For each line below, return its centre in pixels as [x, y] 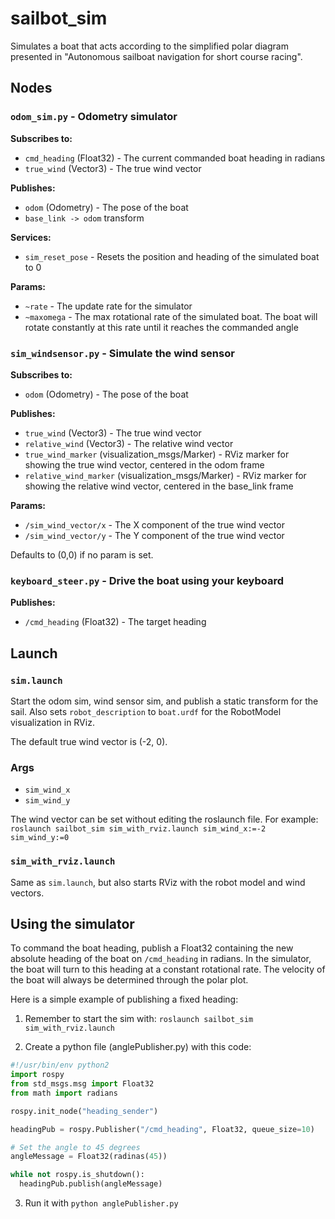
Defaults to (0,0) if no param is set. [82, 554]
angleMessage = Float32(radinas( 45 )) [89, 1157]
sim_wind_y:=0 [40, 838]
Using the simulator [72, 923]
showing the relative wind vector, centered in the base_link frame [159, 486]
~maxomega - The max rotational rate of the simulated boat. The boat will [171, 316]
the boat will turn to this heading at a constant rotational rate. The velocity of [168, 969]
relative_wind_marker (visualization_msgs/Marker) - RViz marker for [165, 475]
